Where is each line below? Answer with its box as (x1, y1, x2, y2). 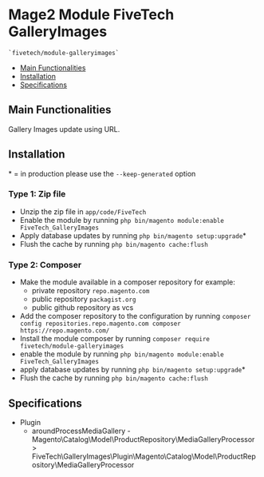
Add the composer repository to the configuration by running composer (19, 312, 251, 321)
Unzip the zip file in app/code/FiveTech (19, 206, 147, 217)
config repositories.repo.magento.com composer (19, 320, 181, 328)
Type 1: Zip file (8, 189, 66, 200)
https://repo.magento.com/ (19, 327, 110, 335)
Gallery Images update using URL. (8, 124, 120, 133)
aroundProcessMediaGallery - (31, 426, 131, 435)
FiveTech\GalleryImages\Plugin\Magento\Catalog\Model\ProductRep (31, 451, 257, 461)
